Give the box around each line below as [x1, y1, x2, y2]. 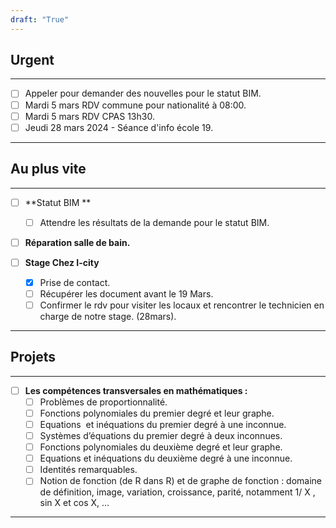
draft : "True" [10, 14, 70, 25]
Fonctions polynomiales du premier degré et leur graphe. [39, 407, 275, 419]
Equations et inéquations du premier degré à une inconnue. [39, 418, 287, 430]
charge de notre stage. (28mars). [39, 310, 177, 322]
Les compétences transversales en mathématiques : [24, 384, 248, 396]
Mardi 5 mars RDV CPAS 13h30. [24, 110, 155, 122]
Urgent [10, 52, 55, 69]
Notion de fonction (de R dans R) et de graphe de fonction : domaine [39, 475, 323, 487]
